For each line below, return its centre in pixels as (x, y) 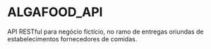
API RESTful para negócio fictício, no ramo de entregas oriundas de (105, 31)
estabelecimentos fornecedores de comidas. (72, 38)
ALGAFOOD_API (55, 12)
